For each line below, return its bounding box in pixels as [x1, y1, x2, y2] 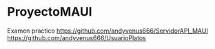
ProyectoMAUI [7, 4, 92, 20]
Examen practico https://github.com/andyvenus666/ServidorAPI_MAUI [7, 27, 208, 35]
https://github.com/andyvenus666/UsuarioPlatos [7, 33, 146, 42]
